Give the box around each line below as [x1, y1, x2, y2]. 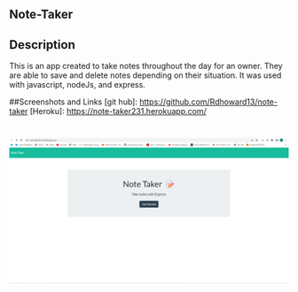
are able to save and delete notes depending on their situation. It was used [9, 70, 282, 81]
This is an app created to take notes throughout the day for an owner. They [9, 61, 283, 72]
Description [9, 37, 75, 52]
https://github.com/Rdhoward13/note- [138, 96, 278, 107]
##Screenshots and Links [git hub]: [9, 96, 137, 107]
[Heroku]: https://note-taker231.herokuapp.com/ [29, 106, 207, 117]
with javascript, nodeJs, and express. [9, 80, 146, 90]
